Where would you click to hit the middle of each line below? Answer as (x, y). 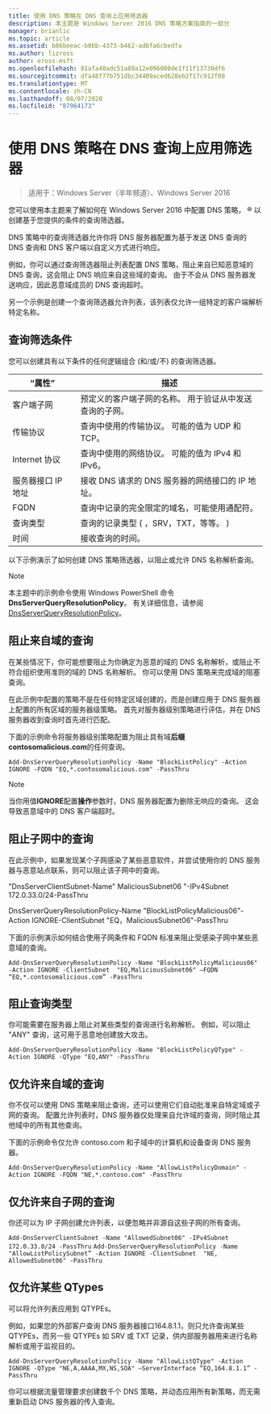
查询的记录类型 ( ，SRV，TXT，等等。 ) (155, 523)
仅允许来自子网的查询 (61, 1202)
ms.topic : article (39, 38)
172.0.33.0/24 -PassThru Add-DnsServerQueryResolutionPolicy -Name (123, 1247)
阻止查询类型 (40, 1003)
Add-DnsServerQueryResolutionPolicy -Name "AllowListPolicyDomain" (124, 1168)
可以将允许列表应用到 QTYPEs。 (62, 1308)
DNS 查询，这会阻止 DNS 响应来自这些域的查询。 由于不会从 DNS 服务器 (129, 275)
